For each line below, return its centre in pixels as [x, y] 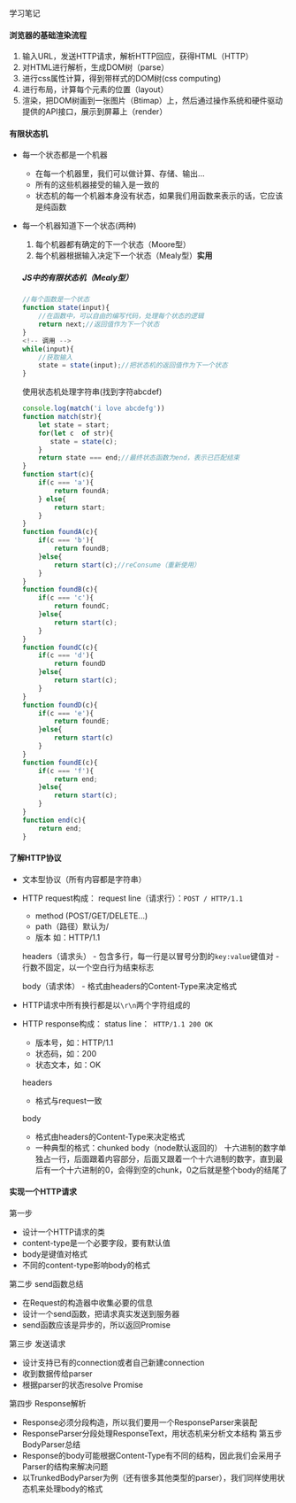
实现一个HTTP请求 [43, 1192]
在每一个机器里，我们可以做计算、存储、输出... [120, 174]
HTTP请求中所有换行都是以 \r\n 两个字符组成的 [106, 1004]
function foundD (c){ [60, 705]
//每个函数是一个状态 [56, 299]
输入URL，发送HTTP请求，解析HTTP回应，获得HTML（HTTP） [137, 57]
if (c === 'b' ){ [66, 540]
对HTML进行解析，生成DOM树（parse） [95, 67]
